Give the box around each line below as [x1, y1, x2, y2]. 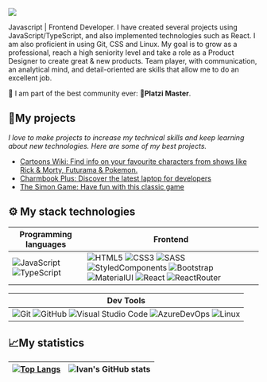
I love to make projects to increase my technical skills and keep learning [8, 132, 245, 142]
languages [25, 239, 67, 250]
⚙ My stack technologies [8, 205, 136, 219]
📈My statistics [8, 337, 85, 350]
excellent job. [8, 73, 52, 83]
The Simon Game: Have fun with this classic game [19, 181, 185, 191]
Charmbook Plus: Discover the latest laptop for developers [19, 173, 212, 183]
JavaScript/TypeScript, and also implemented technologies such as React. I [8, 31, 256, 40]
